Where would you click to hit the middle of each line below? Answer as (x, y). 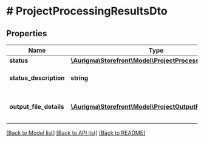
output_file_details (37, 107)
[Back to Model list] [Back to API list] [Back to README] (76, 133)
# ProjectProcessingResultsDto (87, 11)
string (80, 78)
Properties (27, 34)
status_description (37, 78)
